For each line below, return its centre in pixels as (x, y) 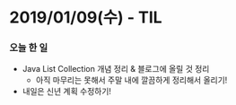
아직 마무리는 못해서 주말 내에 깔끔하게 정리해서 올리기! (131, 80)
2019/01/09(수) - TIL (86, 17)
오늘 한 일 (28, 48)
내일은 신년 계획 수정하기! (67, 92)
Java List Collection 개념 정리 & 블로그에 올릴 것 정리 (116, 69)
